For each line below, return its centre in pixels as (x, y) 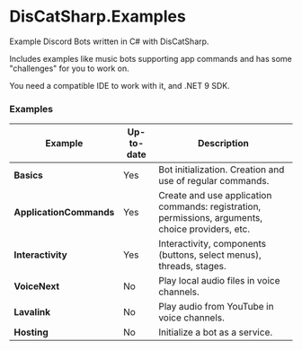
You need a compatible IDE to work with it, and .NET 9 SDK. (120, 85)
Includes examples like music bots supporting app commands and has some (151, 58)
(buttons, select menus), (210, 255)
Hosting (31, 332)
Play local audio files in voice (219, 281)
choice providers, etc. (204, 229)
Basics (28, 175)
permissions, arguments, (211, 218)
